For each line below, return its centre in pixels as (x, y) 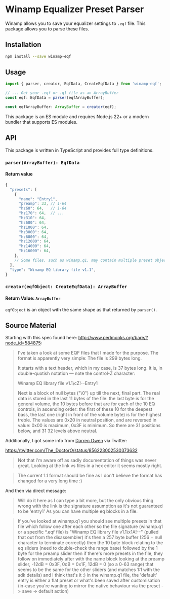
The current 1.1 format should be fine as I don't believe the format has (90, 476)
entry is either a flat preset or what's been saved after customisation (89, 580)
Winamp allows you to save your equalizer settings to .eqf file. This (75, 23)
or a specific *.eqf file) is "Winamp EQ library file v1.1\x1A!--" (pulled (88, 532)
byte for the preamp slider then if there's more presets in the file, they (90, 553)
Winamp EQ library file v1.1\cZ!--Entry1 (57, 383)
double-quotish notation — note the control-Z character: (76, 373)
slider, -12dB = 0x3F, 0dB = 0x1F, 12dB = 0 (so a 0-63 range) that (86, 565)
